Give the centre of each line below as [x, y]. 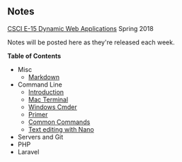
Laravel [28, 151]
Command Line [40, 85]
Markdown [44, 77]
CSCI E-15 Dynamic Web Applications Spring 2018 [80, 28]
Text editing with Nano [61, 129]
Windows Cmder [53, 107]
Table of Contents [34, 56]
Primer [38, 114]
